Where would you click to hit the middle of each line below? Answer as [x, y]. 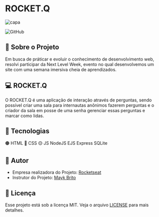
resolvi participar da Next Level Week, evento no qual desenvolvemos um [79, 64]
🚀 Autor [17, 160]
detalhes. [15, 210]
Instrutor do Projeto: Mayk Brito [44, 178]
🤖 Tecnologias [27, 131]
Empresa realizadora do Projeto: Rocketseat [57, 172]
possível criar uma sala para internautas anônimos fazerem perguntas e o [79, 105]
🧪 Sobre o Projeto [32, 47]
